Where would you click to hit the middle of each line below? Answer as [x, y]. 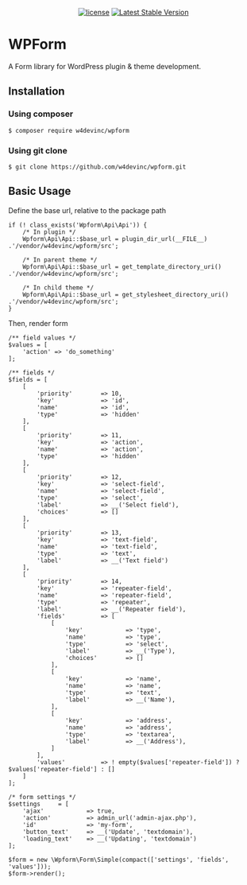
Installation [37, 91]
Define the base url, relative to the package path [87, 210]
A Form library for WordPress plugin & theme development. [105, 66]
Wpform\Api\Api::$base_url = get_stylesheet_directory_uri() [125, 294]
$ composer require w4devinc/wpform [69, 130]
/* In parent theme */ [60, 260]
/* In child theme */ [58, 287]
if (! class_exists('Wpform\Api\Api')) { [78, 225]
